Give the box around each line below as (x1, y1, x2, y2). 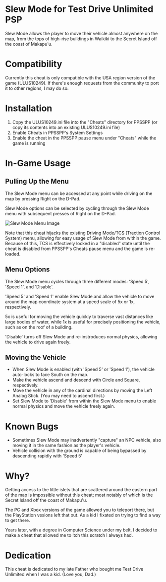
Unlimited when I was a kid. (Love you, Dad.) (5, 572, 96, 578)
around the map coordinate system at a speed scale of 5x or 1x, (5, 299, 135, 305)
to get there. (5, 517, 31, 523)
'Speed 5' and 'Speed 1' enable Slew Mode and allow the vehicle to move (5, 293, 155, 299)
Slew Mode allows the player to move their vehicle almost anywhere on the (5, 30, 158, 36)
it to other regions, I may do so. (5, 85, 69, 91)
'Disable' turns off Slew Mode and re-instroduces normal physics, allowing (5, 333, 158, 339)
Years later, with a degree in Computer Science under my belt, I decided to (5, 527, 158, 533)
